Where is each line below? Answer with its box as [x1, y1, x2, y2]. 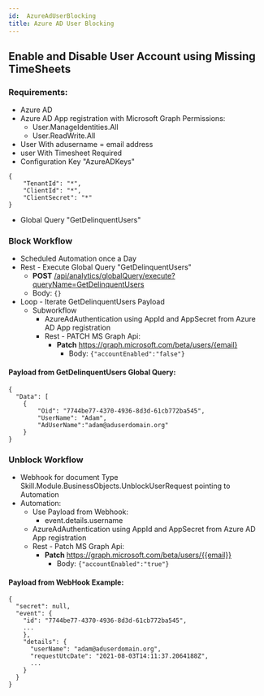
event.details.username [44, 515, 123, 525]
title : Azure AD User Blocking [8, 19, 115, 28]
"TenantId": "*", [23, 179, 82, 188]
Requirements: [8, 86, 68, 97]
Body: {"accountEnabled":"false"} [68, 348, 185, 358]
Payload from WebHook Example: [8, 577, 124, 587]
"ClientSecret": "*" [23, 194, 93, 202]
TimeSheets [8, 62, 71, 76]
